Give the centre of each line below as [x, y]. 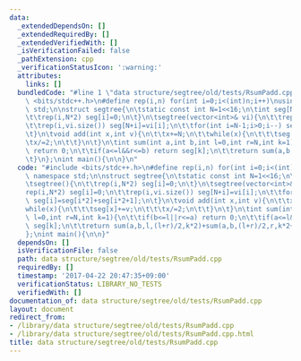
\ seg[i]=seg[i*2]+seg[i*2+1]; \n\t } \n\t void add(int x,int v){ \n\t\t [158, 201]
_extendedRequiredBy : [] [64, 34]
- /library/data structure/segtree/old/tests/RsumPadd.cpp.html [132, 334]
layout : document [42, 309]
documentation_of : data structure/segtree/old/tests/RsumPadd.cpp [136, 301]
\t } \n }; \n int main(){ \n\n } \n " [82, 159]
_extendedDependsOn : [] [61, 26]
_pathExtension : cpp [56, 59]
